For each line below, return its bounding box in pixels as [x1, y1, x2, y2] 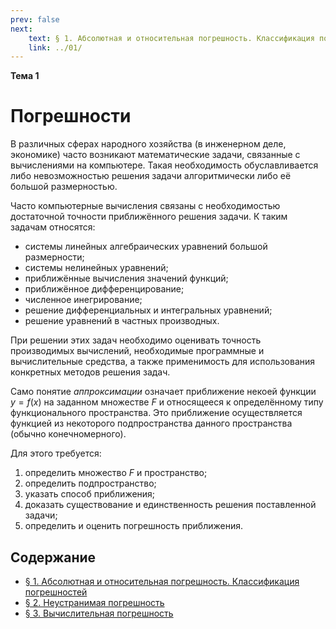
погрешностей [24, 586, 88, 598]
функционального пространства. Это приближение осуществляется [10, 407, 303, 419]
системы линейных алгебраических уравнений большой [24, 241, 268, 253]
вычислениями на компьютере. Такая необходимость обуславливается [10, 159, 319, 171]
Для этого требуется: [10, 447, 102, 460]
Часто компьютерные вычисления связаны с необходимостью [10, 200, 281, 212]
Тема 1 [10, 70, 40, 82]
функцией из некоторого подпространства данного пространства [10, 417, 293, 430]
